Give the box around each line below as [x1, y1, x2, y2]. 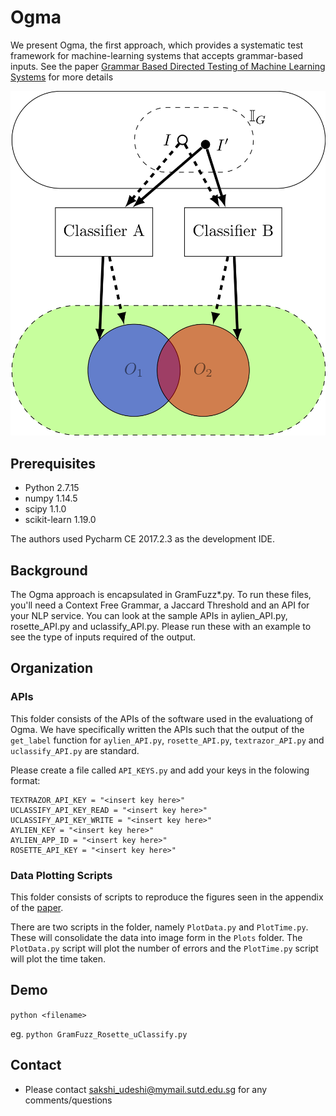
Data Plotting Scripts [10, 868, 113, 882]
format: [10, 774, 41, 786]
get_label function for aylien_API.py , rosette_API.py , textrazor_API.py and [10, 734, 325, 746]
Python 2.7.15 [24, 482, 80, 494]
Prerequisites [10, 455, 96, 472]
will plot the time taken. [10, 952, 107, 965]
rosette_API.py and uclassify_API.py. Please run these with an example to [10, 620, 312, 632]
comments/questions [24, 1094, 113, 1106]
